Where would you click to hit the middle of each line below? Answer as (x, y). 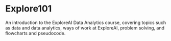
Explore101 (29, 9)
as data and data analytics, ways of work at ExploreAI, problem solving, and (85, 27)
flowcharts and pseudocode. (35, 33)
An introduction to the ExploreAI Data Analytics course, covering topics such (86, 22)
